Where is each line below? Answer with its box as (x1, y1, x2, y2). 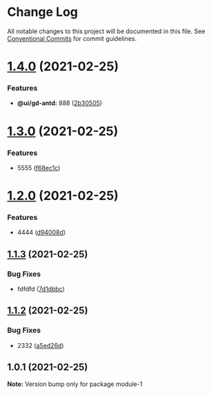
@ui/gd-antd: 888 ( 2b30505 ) (17, 99, 102, 107)
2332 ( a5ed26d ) (17, 341, 64, 349)
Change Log (7, 4, 78, 20)
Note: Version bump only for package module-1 (7, 380, 143, 388)
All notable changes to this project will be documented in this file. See (7, 27, 206, 35)
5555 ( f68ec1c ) (17, 163, 61, 172)
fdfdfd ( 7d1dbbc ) (17, 285, 66, 293)
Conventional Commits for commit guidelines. (7, 34, 137, 42)
